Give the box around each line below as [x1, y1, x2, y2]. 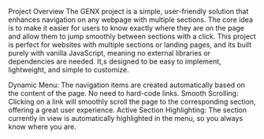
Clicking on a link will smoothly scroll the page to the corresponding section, [8, 97, 256, 106]
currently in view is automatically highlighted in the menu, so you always [8, 114, 244, 123]
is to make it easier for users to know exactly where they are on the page [8, 24, 245, 32]
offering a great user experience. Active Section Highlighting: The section [8, 105, 247, 115]
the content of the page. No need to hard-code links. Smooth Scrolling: [8, 89, 239, 97]
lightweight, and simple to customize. [8, 65, 130, 74]
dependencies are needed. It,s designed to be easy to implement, [8, 57, 222, 66]
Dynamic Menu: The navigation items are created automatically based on [8, 80, 246, 90]
